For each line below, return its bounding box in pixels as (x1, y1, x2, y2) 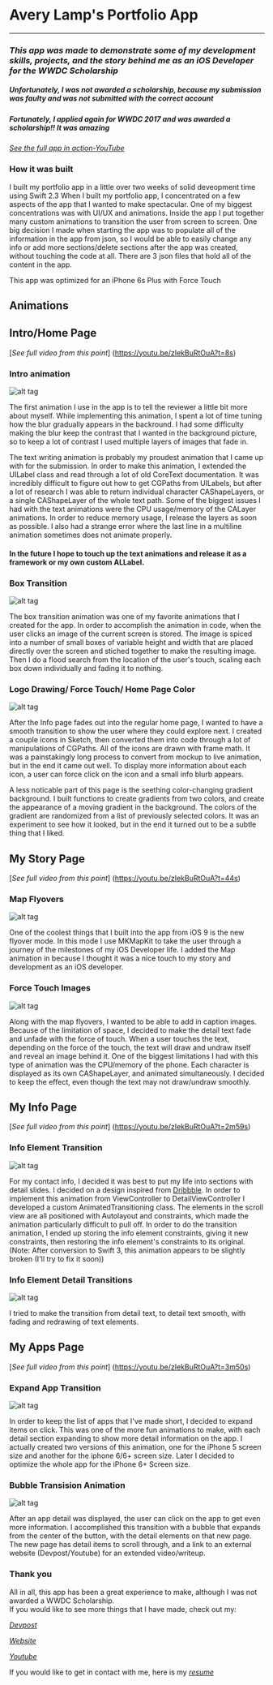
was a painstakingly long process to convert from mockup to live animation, (9, 752, 262, 762)
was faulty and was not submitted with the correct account (9, 93, 214, 103)
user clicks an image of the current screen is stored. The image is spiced (9, 629, 253, 638)
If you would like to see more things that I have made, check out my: (9, 1604, 237, 1614)
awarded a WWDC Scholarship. (9, 1596, 115, 1605)
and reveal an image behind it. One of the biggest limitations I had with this (9, 1051, 258, 1060)
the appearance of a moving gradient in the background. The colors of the (9, 802, 258, 812)
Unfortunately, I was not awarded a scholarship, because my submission (9, 85, 262, 95)
